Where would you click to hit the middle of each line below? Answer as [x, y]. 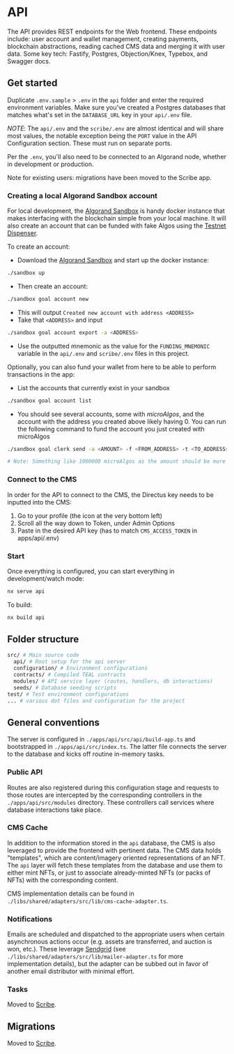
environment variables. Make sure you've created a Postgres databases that [117, 107]
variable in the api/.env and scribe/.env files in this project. [103, 353]
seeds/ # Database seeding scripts [65, 688]
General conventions [53, 722]
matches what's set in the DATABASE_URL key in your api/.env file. [100, 114]
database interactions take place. [55, 810]
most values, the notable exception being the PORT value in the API [102, 135]
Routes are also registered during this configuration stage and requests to [113, 787]
